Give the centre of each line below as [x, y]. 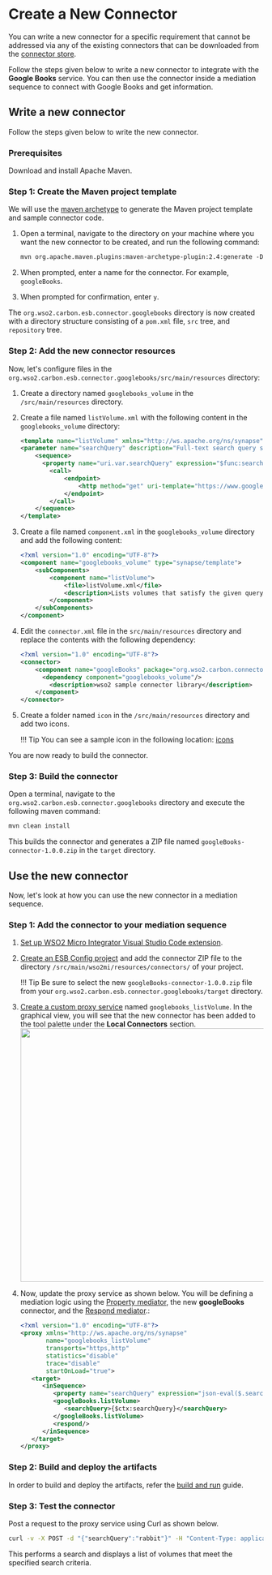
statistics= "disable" [82, 1356]
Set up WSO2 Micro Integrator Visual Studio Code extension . [121, 943]
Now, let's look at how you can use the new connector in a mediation [123, 895]
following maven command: [55, 811]
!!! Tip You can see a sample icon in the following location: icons [127, 740]
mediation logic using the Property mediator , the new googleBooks [132, 1302]
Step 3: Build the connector [64, 777]
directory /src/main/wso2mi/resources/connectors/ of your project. [132, 967]
